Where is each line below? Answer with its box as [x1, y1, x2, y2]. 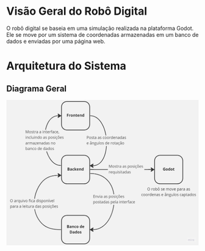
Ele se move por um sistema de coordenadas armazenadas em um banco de [6, 31, 199, 38]
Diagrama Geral [6, 83, 67, 94]
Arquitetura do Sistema [6, 59, 127, 73]
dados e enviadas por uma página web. [6, 37, 106, 45]
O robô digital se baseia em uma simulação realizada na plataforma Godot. [6, 24, 194, 32]
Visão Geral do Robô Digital [6, 4, 148, 18]
